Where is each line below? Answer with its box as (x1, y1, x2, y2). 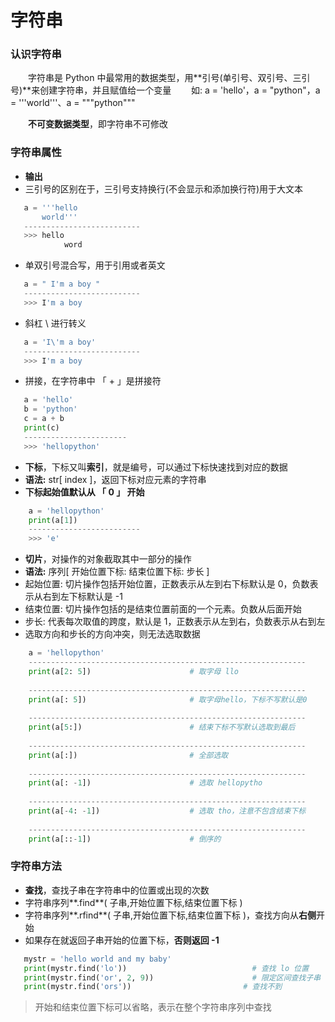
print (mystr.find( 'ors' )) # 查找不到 (23, 982, 283, 992)
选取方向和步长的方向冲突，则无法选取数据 (24, 628, 201, 640)
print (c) (23, 423, 60, 433)
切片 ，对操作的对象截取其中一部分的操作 (24, 553, 192, 565)
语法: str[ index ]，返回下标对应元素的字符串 (24, 473, 207, 485)
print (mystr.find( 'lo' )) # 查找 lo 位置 (23, 963, 310, 973)
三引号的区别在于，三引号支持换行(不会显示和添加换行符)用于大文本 (24, 182, 304, 195)
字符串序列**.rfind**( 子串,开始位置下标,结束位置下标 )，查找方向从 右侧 (24, 909, 317, 921)
